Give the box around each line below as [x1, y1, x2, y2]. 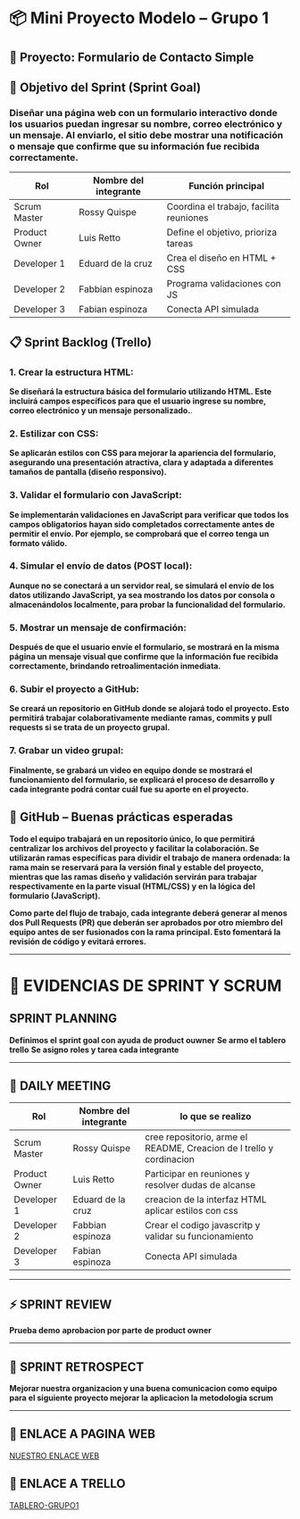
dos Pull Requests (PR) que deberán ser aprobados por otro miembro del [9, 917, 283, 927]
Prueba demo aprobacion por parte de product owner [9, 1325, 212, 1336]
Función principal [188, 180, 265, 193]
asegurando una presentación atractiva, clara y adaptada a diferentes [9, 457, 274, 468]
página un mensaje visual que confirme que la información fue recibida [9, 652, 279, 662]
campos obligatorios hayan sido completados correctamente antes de [9, 519, 275, 529]
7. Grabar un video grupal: [9, 744, 124, 757]
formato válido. [9, 537, 68, 548]
